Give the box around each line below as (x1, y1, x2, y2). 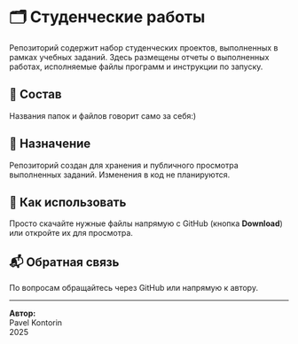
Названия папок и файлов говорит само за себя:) (9, 110, 197, 121)
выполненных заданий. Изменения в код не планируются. (9, 169, 231, 180)
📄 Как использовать (9, 194, 127, 209)
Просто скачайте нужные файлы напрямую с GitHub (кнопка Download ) (9, 218, 284, 229)
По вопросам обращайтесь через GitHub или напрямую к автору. (9, 283, 259, 293)
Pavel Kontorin (9, 317, 63, 328)
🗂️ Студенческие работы (9, 7, 206, 27)
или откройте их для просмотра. (9, 228, 133, 238)
